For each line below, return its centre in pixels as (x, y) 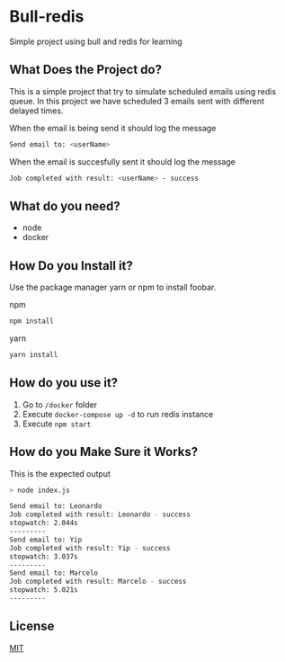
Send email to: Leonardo (56, 506)
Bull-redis (47, 17)
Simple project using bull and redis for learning (96, 41)
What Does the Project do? (85, 70)
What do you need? (65, 206)
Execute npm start (57, 424)
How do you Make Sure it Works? (104, 452)
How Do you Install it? (71, 266)
